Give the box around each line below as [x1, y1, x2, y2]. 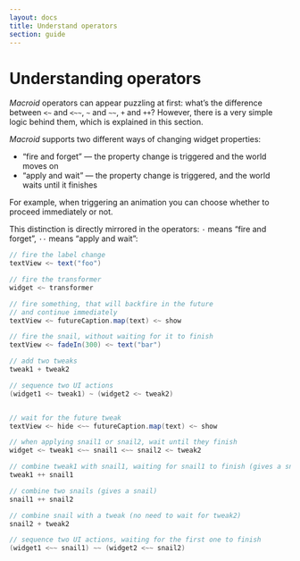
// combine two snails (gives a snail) [9, 486, 158, 496]
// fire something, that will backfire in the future [9, 299, 214, 308]
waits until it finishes [21, 180, 98, 190]
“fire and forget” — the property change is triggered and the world [21, 151, 267, 162]
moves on [21, 161, 59, 172]
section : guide [9, 29, 66, 38]
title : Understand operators [9, 21, 118, 30]
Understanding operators [9, 68, 202, 88]
